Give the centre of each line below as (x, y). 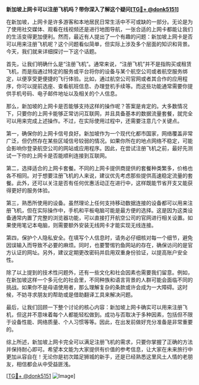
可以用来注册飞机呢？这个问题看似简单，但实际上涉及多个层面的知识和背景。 (99, 44)
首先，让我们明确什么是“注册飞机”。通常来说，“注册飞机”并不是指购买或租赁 (99, 64)
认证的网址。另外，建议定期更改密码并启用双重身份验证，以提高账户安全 (99, 253)
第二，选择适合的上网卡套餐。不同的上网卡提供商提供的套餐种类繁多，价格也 (99, 168)
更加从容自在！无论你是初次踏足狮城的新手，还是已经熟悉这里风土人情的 (94, 357)
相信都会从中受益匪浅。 (45, 364)
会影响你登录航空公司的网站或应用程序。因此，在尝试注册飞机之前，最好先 (97, 148)
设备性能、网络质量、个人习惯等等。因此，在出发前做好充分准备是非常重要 (102, 322)
